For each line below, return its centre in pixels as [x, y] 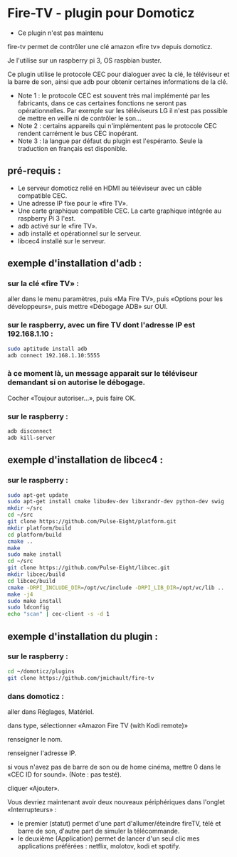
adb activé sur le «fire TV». [57, 226]
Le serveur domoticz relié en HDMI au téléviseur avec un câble [110, 188]
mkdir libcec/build [36, 574]
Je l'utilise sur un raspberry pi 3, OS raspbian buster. [85, 60]
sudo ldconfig [28, 608]
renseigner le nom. [35, 739]
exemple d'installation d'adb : [75, 264]
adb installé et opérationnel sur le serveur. [79, 233]
